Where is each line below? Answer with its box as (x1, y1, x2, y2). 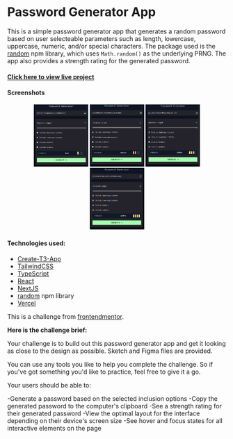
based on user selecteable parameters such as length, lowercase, (7, 34, 196, 42)
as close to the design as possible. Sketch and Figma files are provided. (7, 347, 213, 355)
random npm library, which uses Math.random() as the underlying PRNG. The (7, 49, 227, 58)
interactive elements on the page (7, 424, 102, 432)
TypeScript (17, 269, 49, 278)
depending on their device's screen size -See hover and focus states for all (7, 416, 223, 424)
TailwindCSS (17, 262, 54, 270)
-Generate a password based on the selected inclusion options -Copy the (7, 394, 218, 403)
